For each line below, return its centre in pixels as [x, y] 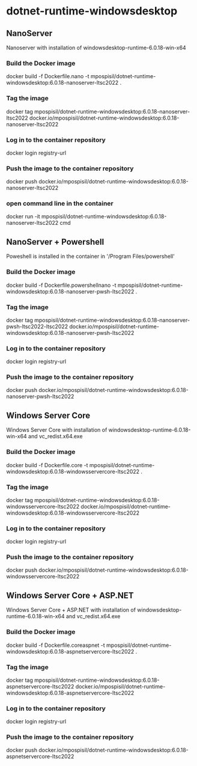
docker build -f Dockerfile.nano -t [48, 76]
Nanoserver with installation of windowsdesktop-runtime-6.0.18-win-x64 [96, 47]
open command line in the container [60, 204]
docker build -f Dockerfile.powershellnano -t [61, 285]
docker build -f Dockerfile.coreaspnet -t [56, 645]
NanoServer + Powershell [55, 242]
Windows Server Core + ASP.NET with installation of [71, 610]
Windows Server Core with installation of [57, 430]
